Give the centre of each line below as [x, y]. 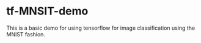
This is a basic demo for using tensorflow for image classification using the [101, 28]
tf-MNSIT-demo [47, 11]
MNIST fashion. [26, 34]
